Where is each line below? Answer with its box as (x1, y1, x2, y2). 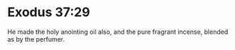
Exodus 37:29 (7, 4, 90, 20)
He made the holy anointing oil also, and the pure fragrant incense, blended (7, 27, 229, 36)
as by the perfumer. (7, 35, 65, 43)
